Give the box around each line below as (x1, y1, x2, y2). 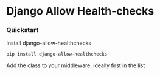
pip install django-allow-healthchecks (6, 51, 108, 57)
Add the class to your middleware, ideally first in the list (6, 62, 145, 69)
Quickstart (6, 26, 39, 34)
